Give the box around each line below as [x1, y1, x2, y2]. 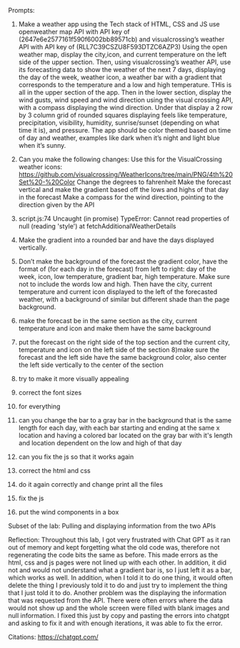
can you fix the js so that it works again [18, 452, 134, 461]
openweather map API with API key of [18, 28, 131, 36]
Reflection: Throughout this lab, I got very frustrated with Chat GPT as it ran [8, 535, 231, 544]
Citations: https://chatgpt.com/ [8, 633, 99, 641]
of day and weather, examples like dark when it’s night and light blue [18, 133, 220, 142]
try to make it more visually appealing [18, 375, 129, 383]
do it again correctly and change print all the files [18, 480, 164, 488]
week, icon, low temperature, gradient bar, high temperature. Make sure [18, 273, 231, 280]
